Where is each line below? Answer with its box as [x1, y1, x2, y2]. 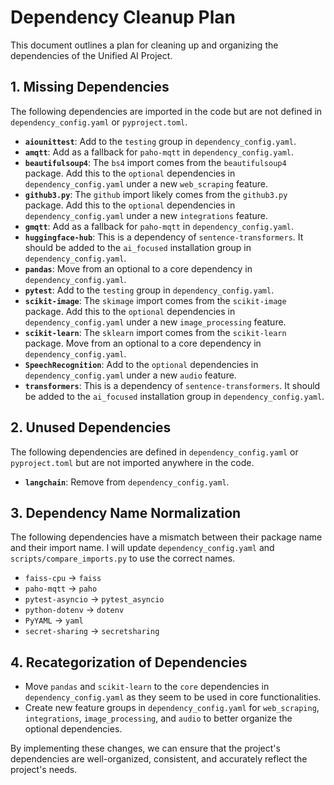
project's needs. [10, 764, 78, 776]
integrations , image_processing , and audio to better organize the [24, 712, 293, 725]
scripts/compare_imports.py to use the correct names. [10, 552, 236, 565]
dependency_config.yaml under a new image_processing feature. [24, 316, 287, 328]
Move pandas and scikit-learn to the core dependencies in [24, 681, 270, 693]
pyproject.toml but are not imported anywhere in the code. [10, 456, 255, 468]
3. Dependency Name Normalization [10, 504, 242, 521]
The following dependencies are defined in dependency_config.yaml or [10, 446, 299, 458]
